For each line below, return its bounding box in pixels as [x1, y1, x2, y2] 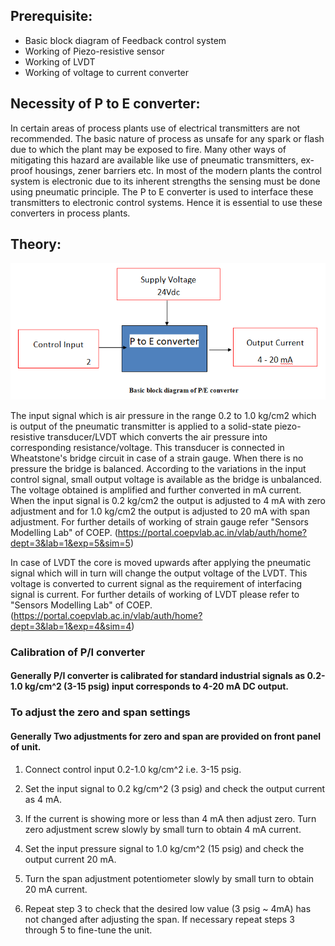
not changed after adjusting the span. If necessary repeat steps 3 [24, 913, 295, 925]
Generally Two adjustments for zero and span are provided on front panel [10, 730, 322, 742]
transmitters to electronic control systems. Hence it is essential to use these [10, 196, 323, 208]
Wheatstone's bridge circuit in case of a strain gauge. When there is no [10, 452, 304, 464]
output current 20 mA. [24, 853, 117, 865]
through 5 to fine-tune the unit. [24, 924, 153, 936]
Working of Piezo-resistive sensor [24, 45, 165, 57]
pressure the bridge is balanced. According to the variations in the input [10, 462, 307, 474]
